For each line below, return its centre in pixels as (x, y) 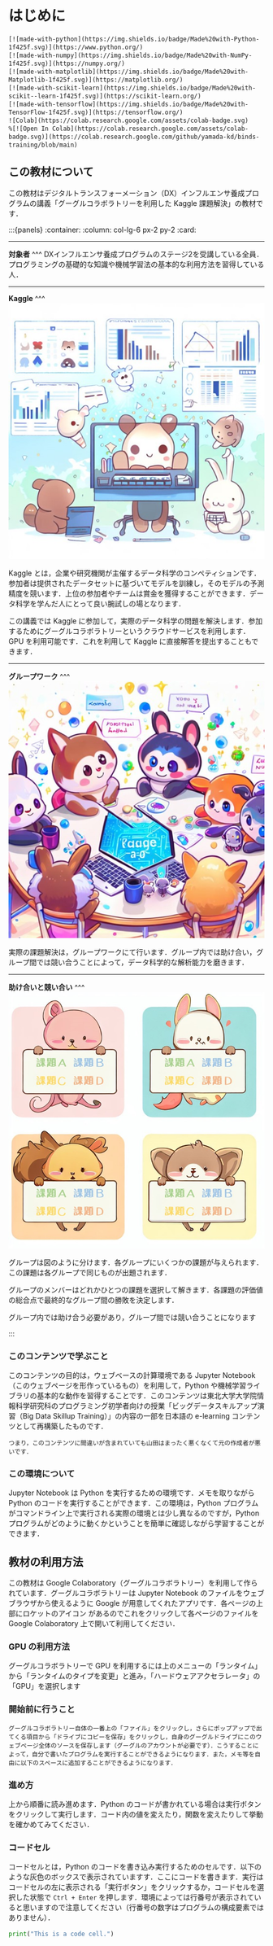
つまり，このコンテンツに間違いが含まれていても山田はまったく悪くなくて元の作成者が (132, 1443)
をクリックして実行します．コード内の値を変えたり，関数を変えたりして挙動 (136, 1814)
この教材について (51, 172)
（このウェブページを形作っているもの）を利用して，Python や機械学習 (128, 1385)
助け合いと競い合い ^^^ (47, 987)
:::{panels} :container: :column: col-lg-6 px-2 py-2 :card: (102, 230)
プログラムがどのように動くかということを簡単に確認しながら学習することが (136, 1524)
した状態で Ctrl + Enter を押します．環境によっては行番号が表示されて (134, 1897)
